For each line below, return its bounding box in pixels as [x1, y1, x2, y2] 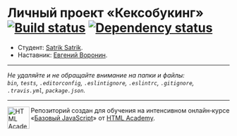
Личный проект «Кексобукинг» [7, 5, 204, 21]
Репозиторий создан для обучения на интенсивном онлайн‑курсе [30, 106, 230, 114]
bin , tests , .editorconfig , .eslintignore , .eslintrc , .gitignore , [7, 78, 195, 87]
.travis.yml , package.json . [7, 86, 86, 94]
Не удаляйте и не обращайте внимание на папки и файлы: [7, 70, 185, 79]
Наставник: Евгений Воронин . [17, 51, 108, 59]
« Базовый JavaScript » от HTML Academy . [30, 113, 155, 122]
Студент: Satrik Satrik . [17, 43, 83, 51]
